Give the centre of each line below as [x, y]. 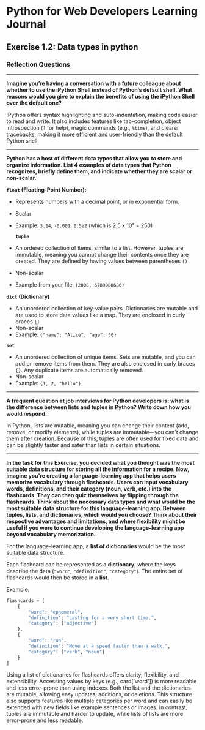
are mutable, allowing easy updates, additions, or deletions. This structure [99, 694]
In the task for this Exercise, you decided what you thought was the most [101, 462]
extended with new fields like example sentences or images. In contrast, [97, 707]
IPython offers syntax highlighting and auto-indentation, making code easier [102, 115]
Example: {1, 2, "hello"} [48, 383]
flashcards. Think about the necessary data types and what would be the [101, 502]
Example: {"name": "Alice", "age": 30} [66, 334]
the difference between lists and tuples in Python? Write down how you [99, 407]
